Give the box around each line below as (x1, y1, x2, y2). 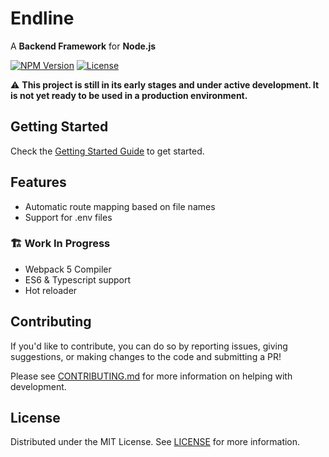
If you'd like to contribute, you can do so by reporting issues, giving (10, 340, 288, 352)
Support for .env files (24, 211, 113, 223)
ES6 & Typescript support (24, 273, 132, 286)
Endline (10, 7, 75, 30)
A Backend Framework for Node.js (10, 40, 157, 52)
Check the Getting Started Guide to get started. (10, 145, 205, 157)
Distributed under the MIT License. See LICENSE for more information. (10, 436, 301, 448)
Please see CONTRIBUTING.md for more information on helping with (10, 370, 293, 382)
